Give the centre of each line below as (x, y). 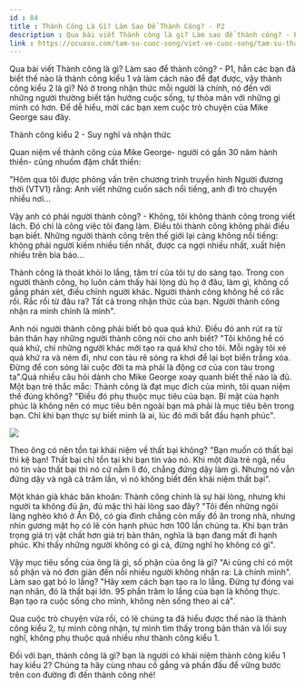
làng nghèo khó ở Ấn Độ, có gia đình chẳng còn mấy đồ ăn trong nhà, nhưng (152, 516)
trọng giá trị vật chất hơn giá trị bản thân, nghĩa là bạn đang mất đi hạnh (143, 536)
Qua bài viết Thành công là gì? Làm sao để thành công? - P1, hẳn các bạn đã (152, 69)
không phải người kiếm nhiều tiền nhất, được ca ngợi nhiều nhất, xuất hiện (148, 245)
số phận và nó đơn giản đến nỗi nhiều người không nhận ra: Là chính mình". (151, 572)
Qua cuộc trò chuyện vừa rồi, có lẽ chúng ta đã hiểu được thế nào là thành (148, 619)
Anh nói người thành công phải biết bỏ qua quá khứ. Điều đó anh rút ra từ (146, 329)
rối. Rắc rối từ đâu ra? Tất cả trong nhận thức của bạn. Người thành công (144, 301)
